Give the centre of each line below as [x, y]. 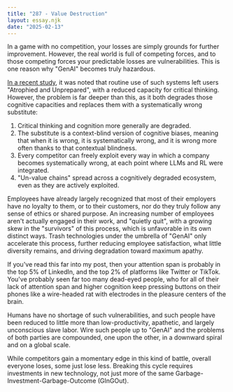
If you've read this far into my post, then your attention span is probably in [114, 265]
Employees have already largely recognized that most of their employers [112, 199]
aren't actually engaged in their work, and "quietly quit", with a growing [110, 221]
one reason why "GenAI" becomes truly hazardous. [82, 69]
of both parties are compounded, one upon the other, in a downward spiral [115, 337]
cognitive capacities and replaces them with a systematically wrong [105, 105]
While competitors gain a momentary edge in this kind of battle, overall [109, 358]
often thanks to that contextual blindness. [77, 148]
